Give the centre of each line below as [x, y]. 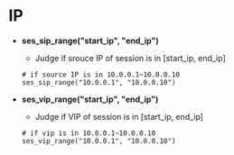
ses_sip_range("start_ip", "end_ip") [90, 41]
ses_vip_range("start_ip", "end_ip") [90, 99]
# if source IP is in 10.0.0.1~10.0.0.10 [100, 74]
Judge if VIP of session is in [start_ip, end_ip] [119, 116]
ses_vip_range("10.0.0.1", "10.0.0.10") [98, 141]
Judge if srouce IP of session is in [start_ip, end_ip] [131, 58]
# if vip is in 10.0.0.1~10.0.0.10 [89, 133]
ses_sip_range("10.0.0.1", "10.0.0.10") [98, 82]
